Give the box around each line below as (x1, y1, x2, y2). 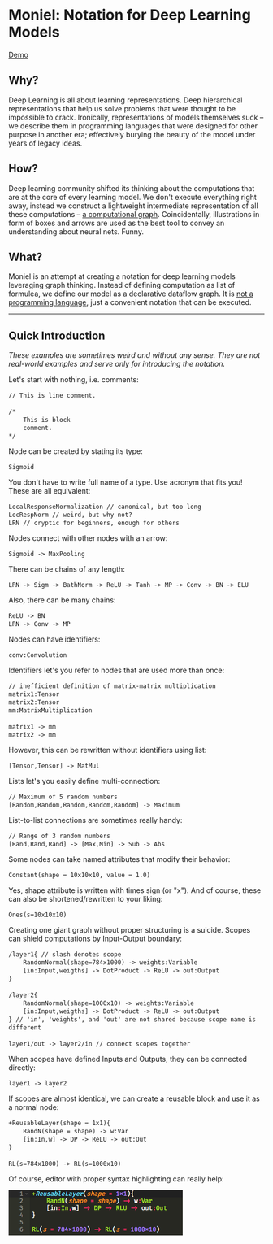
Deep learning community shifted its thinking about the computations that (8, 183, 255, 193)
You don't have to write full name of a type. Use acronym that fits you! (8, 477, 243, 487)
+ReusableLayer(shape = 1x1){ (8, 1120, 111, 1128)
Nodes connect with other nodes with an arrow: (8, 533, 168, 543)
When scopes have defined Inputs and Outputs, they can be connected (8, 1055, 248, 1064)
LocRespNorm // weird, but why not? (8, 511, 132, 520)
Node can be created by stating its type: (8, 446, 144, 456)
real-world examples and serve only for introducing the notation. (8, 359, 226, 369)
